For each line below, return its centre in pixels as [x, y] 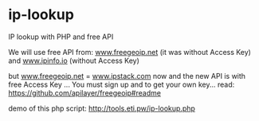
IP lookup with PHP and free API [61, 37]
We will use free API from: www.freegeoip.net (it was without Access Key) [129, 52]
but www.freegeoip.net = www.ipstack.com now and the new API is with [127, 76]
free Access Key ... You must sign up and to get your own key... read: [122, 84]
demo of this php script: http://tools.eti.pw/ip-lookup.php [102, 108]
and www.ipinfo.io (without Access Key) [74, 60]
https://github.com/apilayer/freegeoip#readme [85, 92]
